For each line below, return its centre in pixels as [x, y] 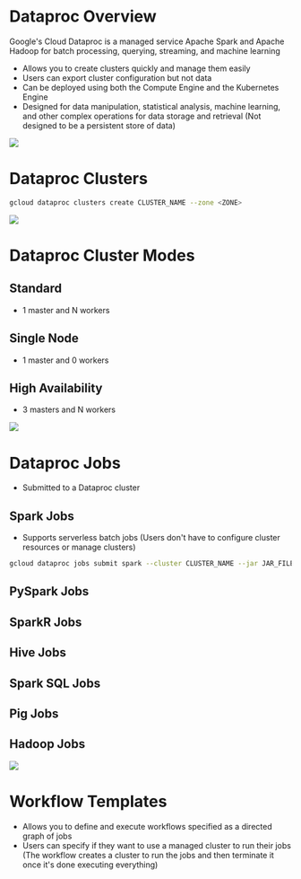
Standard [36, 289]
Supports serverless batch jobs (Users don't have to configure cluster [151, 538]
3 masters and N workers [69, 409]
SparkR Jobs [46, 622]
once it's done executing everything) [90, 865]
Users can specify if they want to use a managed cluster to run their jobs [156, 845]
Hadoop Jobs [47, 744]
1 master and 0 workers [65, 360]
